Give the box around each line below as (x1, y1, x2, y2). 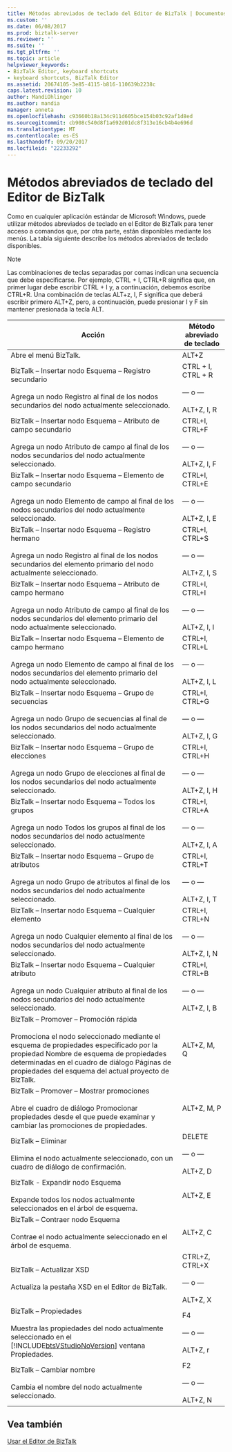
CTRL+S (182, 533, 209, 543)
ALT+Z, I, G (182, 731, 218, 741)
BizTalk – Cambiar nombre (10, 1365, 95, 1375)
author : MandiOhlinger (7, 94, 72, 101)
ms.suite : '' (7, 42, 45, 49)
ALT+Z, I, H (182, 785, 218, 795)
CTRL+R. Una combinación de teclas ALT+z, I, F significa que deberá (7, 290, 203, 298)
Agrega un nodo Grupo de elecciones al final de (10, 768, 166, 778)
